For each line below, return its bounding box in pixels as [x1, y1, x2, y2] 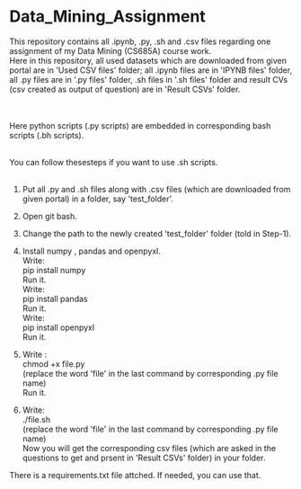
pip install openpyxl [22, 322, 95, 333]
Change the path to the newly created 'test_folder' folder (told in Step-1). [22, 227, 292, 239]
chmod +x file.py [22, 358, 85, 369]
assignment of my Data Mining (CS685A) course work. [9, 45, 212, 56]
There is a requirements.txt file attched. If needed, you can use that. [9, 469, 261, 480]
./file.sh [22, 413, 51, 424]
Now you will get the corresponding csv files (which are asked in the [22, 442, 277, 453]
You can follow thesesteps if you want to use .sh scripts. [9, 156, 218, 167]
